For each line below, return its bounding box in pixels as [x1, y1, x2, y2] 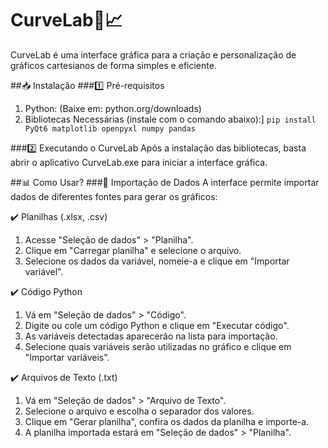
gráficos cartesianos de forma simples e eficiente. [10, 59, 217, 71]
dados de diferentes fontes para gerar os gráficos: [10, 190, 218, 202]
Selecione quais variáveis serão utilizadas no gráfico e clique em [24, 340, 292, 352]
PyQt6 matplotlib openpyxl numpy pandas [24, 123, 196, 134]
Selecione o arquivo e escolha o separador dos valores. [24, 405, 255, 417]
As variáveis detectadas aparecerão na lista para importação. [24, 330, 278, 342]
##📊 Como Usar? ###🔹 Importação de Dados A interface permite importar [10, 176, 320, 188]
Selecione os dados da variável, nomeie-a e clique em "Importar [24, 255, 290, 267]
